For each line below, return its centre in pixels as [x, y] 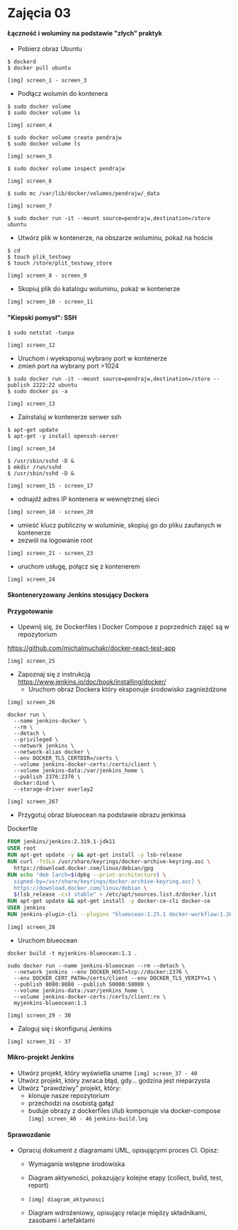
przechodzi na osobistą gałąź [71, 1103]
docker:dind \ [34, 783]
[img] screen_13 [31, 403]
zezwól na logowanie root [55, 540]
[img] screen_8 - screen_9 [47, 276]
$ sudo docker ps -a [38, 391]
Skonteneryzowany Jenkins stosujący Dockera [78, 595]
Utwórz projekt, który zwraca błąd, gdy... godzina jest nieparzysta [114, 1081]
